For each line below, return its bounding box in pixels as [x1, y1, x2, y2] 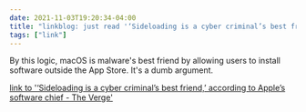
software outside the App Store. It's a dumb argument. [9, 65, 214, 76]
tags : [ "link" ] [9, 30, 67, 39]
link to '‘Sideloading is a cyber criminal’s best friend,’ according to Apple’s [9, 83, 286, 94]
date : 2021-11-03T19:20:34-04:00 [9, 13, 137, 23]
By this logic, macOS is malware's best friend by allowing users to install [9, 56, 280, 66]
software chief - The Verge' [9, 92, 114, 103]
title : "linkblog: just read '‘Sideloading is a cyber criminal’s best [9, 22, 287, 31]
